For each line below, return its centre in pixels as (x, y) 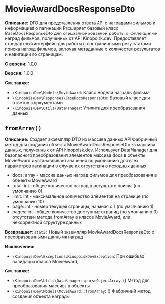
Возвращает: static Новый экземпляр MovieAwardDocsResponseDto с (80, 232)
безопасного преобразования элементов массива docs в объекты (75, 155)
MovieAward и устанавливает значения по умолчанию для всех (72, 160)
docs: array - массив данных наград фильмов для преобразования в (84, 175)
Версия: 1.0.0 (19, 73)
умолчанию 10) (28, 201)
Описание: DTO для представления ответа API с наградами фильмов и (80, 23)
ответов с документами (37, 102)
